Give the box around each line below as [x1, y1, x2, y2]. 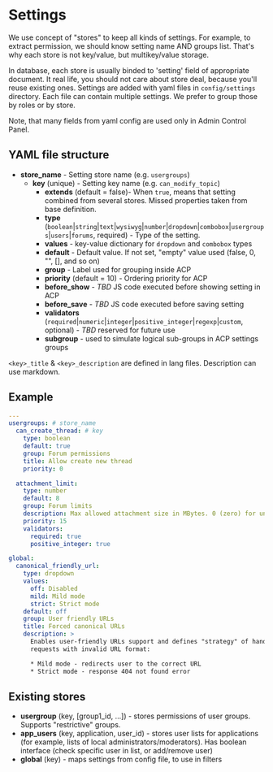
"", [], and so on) [44, 256, 100, 266]
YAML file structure [8, 148, 110, 162]
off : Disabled [29, 584, 79, 592]
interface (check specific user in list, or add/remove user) [19, 746, 214, 756]
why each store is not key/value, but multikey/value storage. [8, 50, 210, 59]
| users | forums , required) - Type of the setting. [48, 230, 201, 240]
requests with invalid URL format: [29, 644, 151, 653]
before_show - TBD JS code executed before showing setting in [44, 282, 261, 292]
